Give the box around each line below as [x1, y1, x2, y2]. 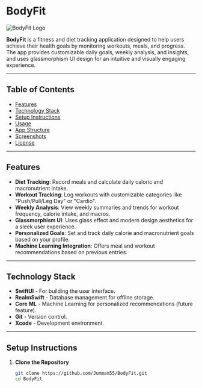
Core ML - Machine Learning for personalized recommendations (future [14, 300, 194, 308]
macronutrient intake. [14, 184, 68, 192]
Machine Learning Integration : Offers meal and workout [14, 242, 155, 249]
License [14, 139, 35, 146]
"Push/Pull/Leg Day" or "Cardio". [14, 197, 96, 204]
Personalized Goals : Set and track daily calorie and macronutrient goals [14, 229, 194, 236]
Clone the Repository [14, 358, 69, 366]
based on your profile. [14, 236, 70, 243]
